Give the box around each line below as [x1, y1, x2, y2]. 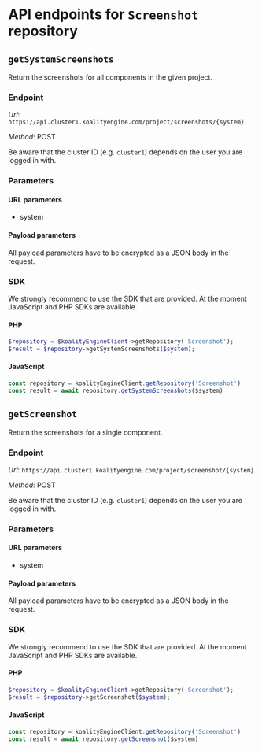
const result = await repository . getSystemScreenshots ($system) [8, 387, 223, 394]
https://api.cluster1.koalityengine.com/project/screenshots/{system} [8, 118, 245, 127]
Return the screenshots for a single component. [8, 427, 163, 437]
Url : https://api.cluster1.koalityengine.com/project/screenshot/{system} [8, 464, 254, 474]
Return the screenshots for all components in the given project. [8, 72, 213, 82]
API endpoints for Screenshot [8, 6, 199, 24]
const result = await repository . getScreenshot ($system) [8, 734, 199, 743]
